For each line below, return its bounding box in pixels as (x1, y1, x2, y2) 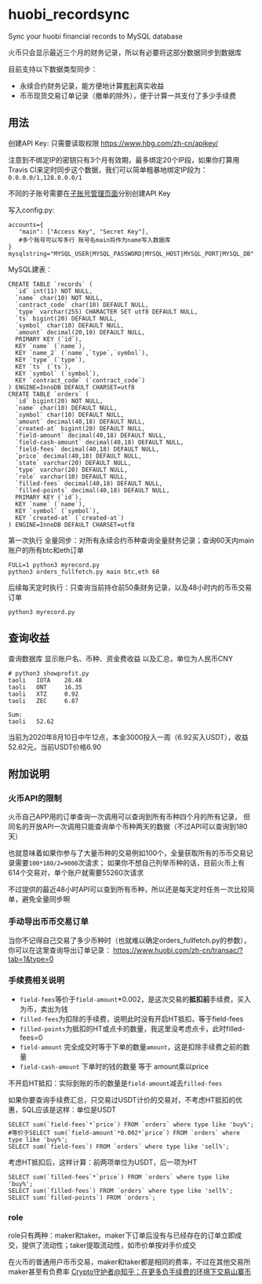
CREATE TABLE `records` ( (8, 280, 93, 288)
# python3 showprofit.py (8, 669, 89, 677)
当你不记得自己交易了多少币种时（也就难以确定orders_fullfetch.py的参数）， (8, 935, 251, 945)
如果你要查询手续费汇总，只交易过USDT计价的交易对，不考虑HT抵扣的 (8, 1095, 236, 1104)
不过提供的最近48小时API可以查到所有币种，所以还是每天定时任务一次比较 (8, 885, 249, 894)
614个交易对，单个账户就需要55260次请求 (8, 868, 144, 877)
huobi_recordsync (8, 5, 130, 24)
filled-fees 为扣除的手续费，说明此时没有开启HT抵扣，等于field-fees (19, 1014, 244, 1023)
